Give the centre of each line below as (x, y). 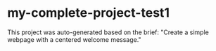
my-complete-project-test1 (89, 13)
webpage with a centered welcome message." (75, 39)
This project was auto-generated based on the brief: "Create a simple (108, 32)
